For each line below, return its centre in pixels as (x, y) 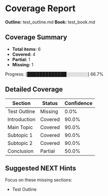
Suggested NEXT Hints (41, 168)
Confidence (78, 103)
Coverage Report (40, 9)
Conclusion (21, 151)
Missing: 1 (22, 64)
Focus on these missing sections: (39, 180)
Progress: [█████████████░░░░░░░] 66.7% (54, 74)
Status (50, 103)
